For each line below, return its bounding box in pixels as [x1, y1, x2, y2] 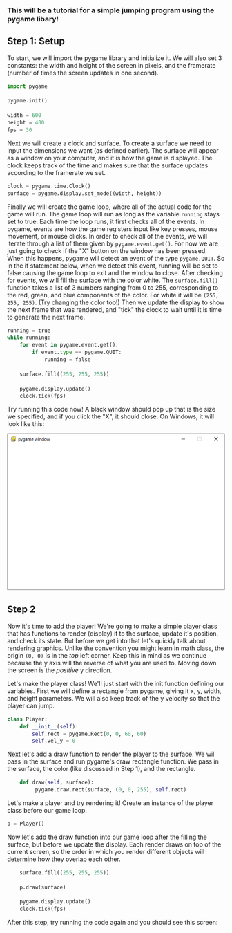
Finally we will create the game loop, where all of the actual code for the [7, 203, 212, 211]
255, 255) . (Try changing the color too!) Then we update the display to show [7, 298, 225, 306]
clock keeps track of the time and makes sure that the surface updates [7, 161, 209, 169]
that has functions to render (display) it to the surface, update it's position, [7, 629, 219, 638]
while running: [7, 334, 51, 341]
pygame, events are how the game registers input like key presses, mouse [7, 224, 218, 233]
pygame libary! [7, 14, 59, 24]
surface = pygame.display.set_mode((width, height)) [7, 190, 162, 197]
